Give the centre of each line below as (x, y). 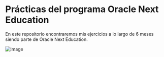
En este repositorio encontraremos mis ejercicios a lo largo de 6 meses (79, 34)
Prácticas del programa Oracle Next (82, 9)
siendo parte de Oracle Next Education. (46, 39)
